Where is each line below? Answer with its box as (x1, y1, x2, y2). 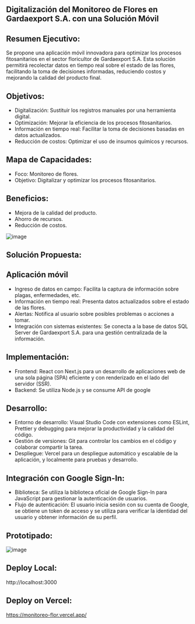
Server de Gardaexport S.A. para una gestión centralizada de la (14, 329, 168, 336)
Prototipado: (6, 530, 53, 541)
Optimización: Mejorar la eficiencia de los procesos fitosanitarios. (14, 120, 172, 127)
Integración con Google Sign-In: (6, 473, 125, 483)
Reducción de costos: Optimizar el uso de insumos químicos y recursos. (14, 138, 189, 145)
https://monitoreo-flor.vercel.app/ (6, 611, 87, 618)
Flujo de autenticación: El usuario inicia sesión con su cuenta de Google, (14, 501, 189, 509)
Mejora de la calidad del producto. (14, 209, 97, 216)
